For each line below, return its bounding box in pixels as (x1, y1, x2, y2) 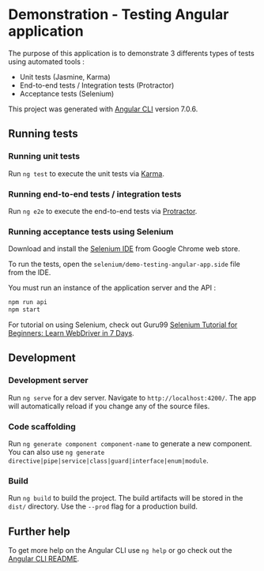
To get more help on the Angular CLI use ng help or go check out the (8, 546, 232, 555)
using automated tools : (8, 57, 85, 66)
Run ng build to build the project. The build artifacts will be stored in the (8, 494, 243, 503)
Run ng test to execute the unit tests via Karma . (8, 168, 164, 178)
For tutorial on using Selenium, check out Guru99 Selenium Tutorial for (8, 320, 238, 329)
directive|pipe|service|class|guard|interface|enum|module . (8, 456, 209, 465)
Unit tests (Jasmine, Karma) (19, 72, 111, 81)
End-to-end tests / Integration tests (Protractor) (19, 81, 175, 90)
